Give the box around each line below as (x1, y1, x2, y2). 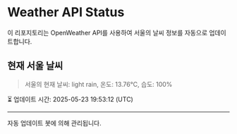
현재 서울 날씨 (7, 60, 63, 72)
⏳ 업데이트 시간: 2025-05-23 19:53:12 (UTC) (7, 95, 134, 103)
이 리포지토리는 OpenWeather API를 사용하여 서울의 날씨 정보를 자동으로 (7, 28, 208, 37)
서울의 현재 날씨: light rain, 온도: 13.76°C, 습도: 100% (24, 80, 173, 88)
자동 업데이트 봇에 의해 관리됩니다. (7, 118, 102, 127)
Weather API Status (7, 4, 125, 20)
